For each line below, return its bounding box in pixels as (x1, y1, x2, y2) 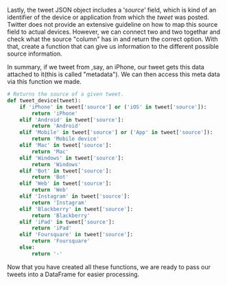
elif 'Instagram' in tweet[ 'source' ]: (19, 193, 130, 200)
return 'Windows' (32, 161, 81, 168)
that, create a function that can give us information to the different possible (7, 43, 219, 50)
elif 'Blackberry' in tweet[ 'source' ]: (19, 205, 134, 212)
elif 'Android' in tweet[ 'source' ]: (19, 116, 125, 123)
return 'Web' (32, 187, 69, 194)
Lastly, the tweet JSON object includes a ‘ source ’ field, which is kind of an (7, 6, 217, 14)
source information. (7, 49, 63, 58)
